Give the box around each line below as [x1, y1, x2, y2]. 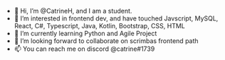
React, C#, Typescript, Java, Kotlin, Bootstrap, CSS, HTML [14, 22, 185, 30]
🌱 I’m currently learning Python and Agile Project [14, 29, 157, 37]
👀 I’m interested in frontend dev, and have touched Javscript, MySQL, [14, 14, 219, 23]
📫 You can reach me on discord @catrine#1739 [14, 44, 155, 53]
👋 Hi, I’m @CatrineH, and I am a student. [14, 7, 132, 15]
